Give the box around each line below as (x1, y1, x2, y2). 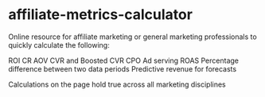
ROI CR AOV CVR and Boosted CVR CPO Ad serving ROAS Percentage (8, 56, 240, 65)
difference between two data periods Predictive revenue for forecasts (8, 64, 237, 73)
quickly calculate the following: (8, 40, 110, 49)
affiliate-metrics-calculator (8, 6, 193, 24)
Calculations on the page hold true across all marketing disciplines (8, 80, 227, 89)
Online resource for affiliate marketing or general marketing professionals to (8, 32, 257, 41)
